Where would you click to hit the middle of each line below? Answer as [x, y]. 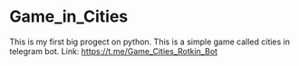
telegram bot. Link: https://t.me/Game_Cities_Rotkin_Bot [114, 51]
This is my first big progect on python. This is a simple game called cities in [150, 42]
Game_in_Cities [69, 17]
